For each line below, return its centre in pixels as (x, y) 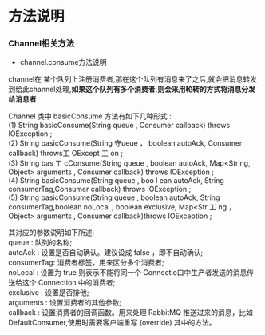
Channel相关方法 (41, 43)
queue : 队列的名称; (40, 243)
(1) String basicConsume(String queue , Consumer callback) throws (119, 126)
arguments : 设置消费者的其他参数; (65, 303)
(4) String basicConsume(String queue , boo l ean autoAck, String (117, 181)
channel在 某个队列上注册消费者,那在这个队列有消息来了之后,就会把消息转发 (133, 79)
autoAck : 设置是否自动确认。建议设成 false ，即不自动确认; (106, 253)
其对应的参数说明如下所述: (51, 233)
